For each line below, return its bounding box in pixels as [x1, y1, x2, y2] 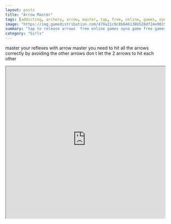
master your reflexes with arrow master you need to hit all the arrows [5, 45, 149, 51]
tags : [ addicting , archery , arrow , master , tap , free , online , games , [5, 17, 157, 22]
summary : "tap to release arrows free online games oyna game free [5, 26, 153, 31]
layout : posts [5, 7, 35, 13]
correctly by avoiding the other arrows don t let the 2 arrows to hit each [5, 50, 154, 56]
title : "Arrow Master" [5, 12, 53, 17]
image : [5, 21, 19, 27]
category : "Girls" [5, 31, 44, 36]
